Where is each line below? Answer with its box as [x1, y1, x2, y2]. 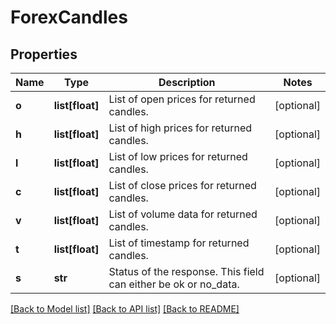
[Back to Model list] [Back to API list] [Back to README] [10, 303, 240, 315]
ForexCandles [10, 6, 128, 29]
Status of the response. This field [108, 265, 265, 278]
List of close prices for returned [108, 179, 257, 192]
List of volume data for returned [108, 207, 258, 221]
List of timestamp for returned [108, 236, 250, 250]
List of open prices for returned [108, 92, 256, 106]
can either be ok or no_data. [108, 277, 240, 291]
